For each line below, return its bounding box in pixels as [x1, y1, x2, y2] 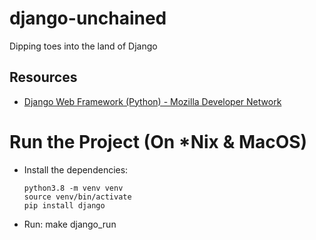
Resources [9, 69, 78, 86]
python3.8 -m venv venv [23, 183, 124, 193]
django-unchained [9, 7, 167, 30]
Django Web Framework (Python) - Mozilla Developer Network [23, 95, 282, 107]
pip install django [23, 200, 106, 211]
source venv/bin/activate [23, 192, 132, 202]
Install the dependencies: [23, 163, 129, 176]
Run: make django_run [23, 218, 117, 230]
